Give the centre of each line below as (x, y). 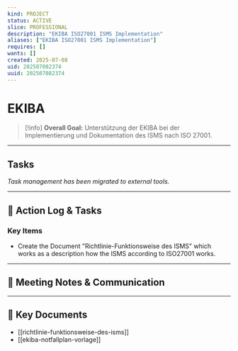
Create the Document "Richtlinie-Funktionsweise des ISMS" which (114, 246)
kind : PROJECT (28, 14)
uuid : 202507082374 (36, 73)
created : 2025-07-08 (38, 60)
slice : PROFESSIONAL (38, 27)
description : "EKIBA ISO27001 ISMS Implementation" (85, 34)
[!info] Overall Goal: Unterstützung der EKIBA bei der (102, 128)
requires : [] (27, 47)
